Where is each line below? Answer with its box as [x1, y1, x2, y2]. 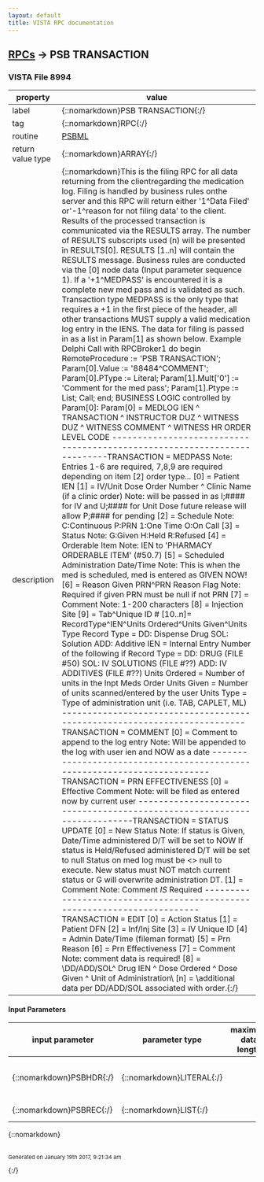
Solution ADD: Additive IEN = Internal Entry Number [61, 638, 251, 649]
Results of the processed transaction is [61, 216, 206, 227]
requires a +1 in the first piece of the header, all [61, 304, 237, 315]
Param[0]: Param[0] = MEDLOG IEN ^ [61, 402, 200, 413]
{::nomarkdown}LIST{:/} [121, 1105, 208, 1116]
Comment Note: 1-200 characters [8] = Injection [61, 599, 244, 610]
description [12, 574, 54, 585]
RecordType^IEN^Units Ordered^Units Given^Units [61, 619, 247, 630]
